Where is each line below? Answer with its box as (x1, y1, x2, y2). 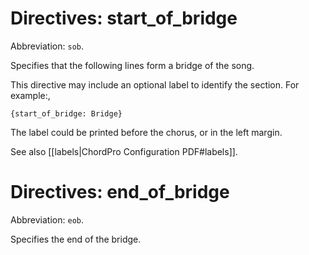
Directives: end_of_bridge (10, 181, 230, 204)
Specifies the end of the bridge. (10, 233, 142, 245)
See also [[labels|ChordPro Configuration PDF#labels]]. (10, 145, 238, 157)
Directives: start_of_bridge (10, 7, 238, 30)
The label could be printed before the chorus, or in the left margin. (10, 126, 283, 138)
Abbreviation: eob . (10, 213, 84, 226)
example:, (10, 89, 51, 101)
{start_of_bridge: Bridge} (10, 108, 123, 119)
